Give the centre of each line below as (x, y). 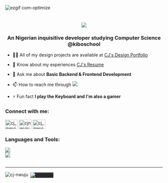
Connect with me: (27, 111)
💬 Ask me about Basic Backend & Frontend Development (72, 74)
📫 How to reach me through (42, 84)
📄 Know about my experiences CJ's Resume (58, 64)
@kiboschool (84, 44)
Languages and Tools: (32, 139)
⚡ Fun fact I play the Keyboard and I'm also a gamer (66, 96)
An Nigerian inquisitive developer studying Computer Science (84, 38)
